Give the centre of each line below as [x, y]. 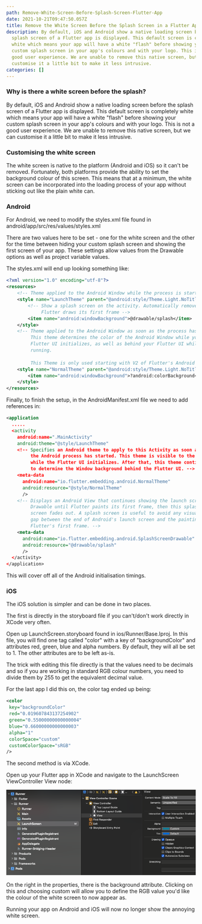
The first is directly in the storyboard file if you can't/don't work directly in [98, 616]
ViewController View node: [39, 781]
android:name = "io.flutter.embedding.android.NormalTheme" [96, 482]
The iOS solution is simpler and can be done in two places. [79, 604]
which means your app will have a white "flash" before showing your [91, 117]
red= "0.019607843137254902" [44, 714]
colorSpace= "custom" [35, 739]
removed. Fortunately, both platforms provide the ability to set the [87, 172]
